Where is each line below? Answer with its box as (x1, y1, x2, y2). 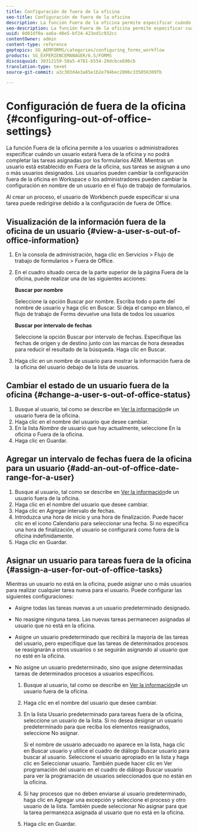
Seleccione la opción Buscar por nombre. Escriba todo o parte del (14, 298, 175, 305)
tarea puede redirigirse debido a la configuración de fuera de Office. (6, 200, 172, 207)
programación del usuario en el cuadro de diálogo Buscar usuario (23, 766, 183, 773)
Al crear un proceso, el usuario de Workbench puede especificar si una (6, 193, 180, 201)
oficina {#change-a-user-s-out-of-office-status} (6, 390, 191, 400)
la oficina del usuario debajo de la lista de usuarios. (14, 364, 140, 370)
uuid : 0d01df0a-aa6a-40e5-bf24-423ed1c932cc (6, 31, 117, 37)
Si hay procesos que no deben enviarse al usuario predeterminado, (23, 790, 187, 798)
